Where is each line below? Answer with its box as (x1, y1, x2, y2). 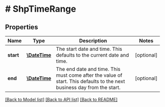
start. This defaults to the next (55, 78, 125, 85)
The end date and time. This (55, 66, 121, 72)
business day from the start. (55, 84, 121, 91)
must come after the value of (55, 72, 123, 79)
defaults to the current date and (55, 52, 129, 58)
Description (79, 38, 107, 44)
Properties (5, 23, 38, 31)
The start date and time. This (55, 45, 122, 52)
